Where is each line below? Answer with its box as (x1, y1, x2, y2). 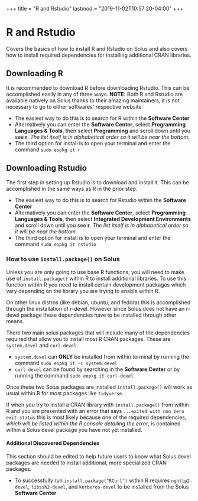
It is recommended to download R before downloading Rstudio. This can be (6, 84, 190, 91)
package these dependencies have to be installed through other (20, 311, 177, 318)
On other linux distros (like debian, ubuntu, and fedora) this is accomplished (6, 298, 191, 306)
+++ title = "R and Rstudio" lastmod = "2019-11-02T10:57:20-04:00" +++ (6, 5, 184, 12)
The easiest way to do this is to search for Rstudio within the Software (14, 196, 186, 203)
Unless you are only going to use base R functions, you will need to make (6, 268, 184, 275)
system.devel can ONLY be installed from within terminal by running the (14, 353, 189, 360)
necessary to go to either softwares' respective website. (6, 103, 144, 110)
